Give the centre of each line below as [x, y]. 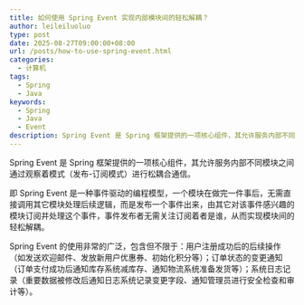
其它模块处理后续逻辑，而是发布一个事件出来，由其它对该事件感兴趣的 [164, 204]
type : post [30, 34]
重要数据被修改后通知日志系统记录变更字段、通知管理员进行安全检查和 [156, 280]
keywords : [28, 102]
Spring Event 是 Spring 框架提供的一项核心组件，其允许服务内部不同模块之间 [152, 162]
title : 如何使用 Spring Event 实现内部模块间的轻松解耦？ [109, 18]
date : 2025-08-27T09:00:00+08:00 [72, 43]
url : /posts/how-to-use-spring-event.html [90, 52]
